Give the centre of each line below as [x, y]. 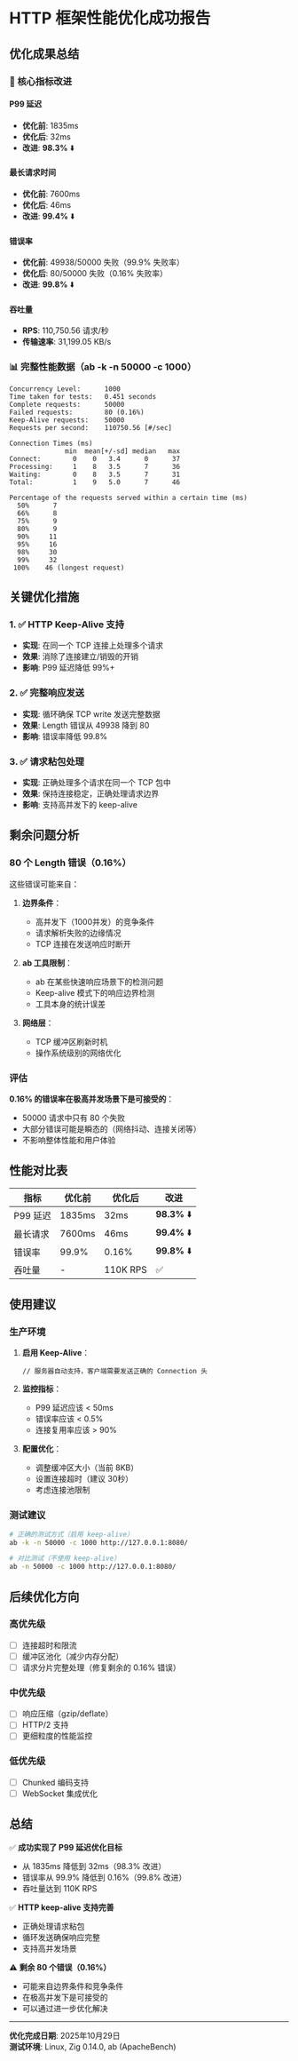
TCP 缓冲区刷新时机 [71, 1041]
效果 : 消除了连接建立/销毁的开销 [80, 656]
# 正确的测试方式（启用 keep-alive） [71, 1534]
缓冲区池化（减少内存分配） [73, 1656]
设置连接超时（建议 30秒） [84, 1479]
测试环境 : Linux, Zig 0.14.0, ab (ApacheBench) [93, 2046]
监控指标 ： [42, 1389]
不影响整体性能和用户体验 [69, 1140]
